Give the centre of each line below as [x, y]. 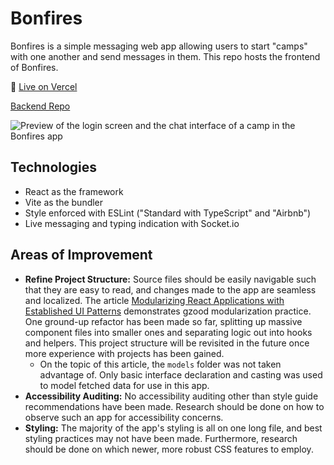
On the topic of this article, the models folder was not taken [160, 364]
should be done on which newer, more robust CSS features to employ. [169, 449]
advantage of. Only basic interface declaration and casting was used [181, 374]
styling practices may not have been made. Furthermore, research [161, 438]
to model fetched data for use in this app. [124, 385]
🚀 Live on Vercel [44, 86]
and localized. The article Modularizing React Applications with [154, 300]
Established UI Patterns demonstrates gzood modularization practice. [168, 311]
